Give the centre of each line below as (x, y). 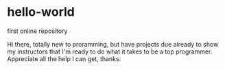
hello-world (41, 12)
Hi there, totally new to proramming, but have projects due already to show (113, 44)
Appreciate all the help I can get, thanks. (64, 58)
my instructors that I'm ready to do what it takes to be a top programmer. (110, 51)
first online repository (37, 31)
